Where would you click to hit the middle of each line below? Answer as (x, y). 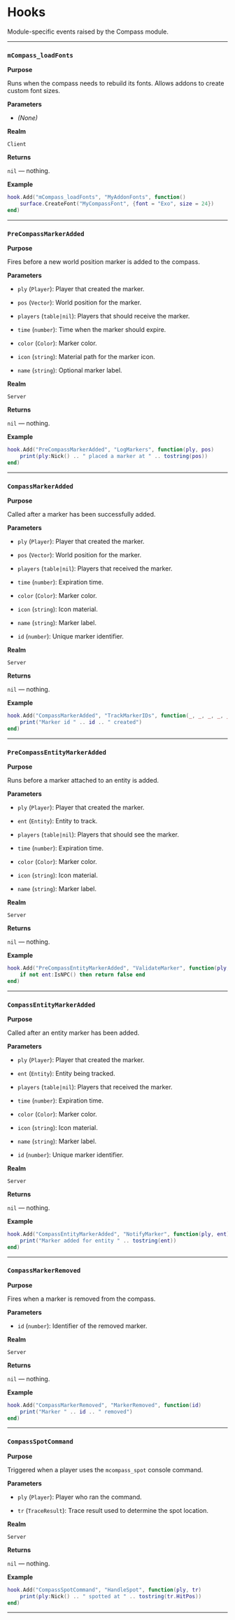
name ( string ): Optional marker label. (70, 370)
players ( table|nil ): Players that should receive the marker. (104, 316)
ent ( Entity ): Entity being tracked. (66, 1073)
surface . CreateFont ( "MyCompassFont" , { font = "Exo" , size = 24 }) (117, 204)
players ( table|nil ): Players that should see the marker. (98, 835)
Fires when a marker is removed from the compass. (81, 1299)
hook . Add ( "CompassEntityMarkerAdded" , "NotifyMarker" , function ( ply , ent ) (119, 1234)
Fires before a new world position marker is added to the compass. (104, 262)
